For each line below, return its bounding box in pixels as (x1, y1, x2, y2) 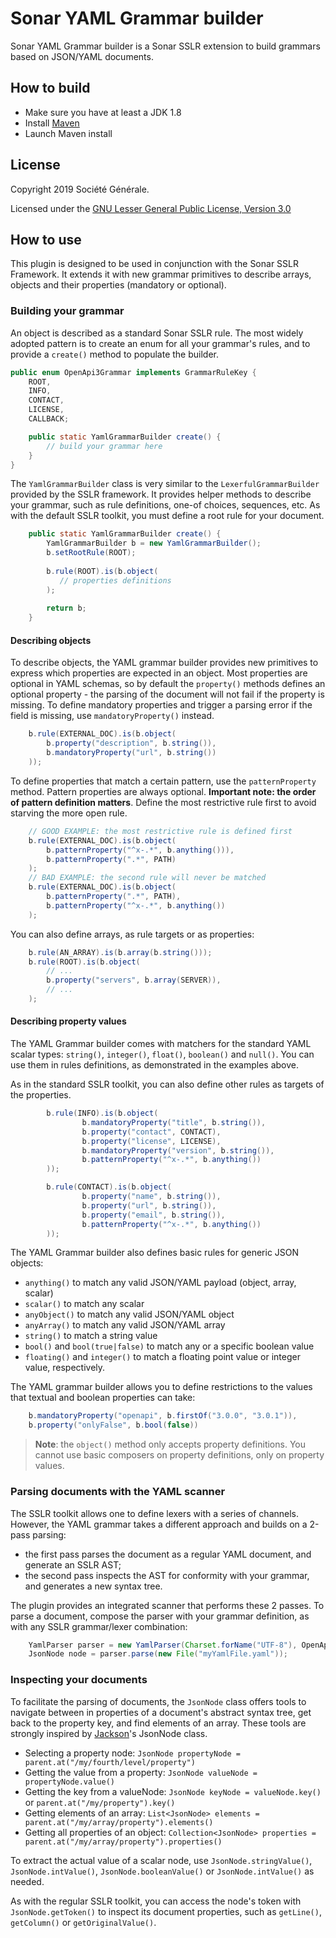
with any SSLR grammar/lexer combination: (10, 1620, 188, 1632)
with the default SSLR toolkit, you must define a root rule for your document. (10, 510, 325, 522)
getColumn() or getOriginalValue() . (10, 1916, 157, 1928)
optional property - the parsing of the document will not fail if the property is (10, 688, 325, 701)
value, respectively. (24, 1362, 106, 1374)
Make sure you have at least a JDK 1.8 (24, 106, 182, 118)
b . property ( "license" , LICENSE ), (81, 1136, 222, 1146)
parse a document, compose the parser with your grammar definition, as (10, 1610, 310, 1622)
